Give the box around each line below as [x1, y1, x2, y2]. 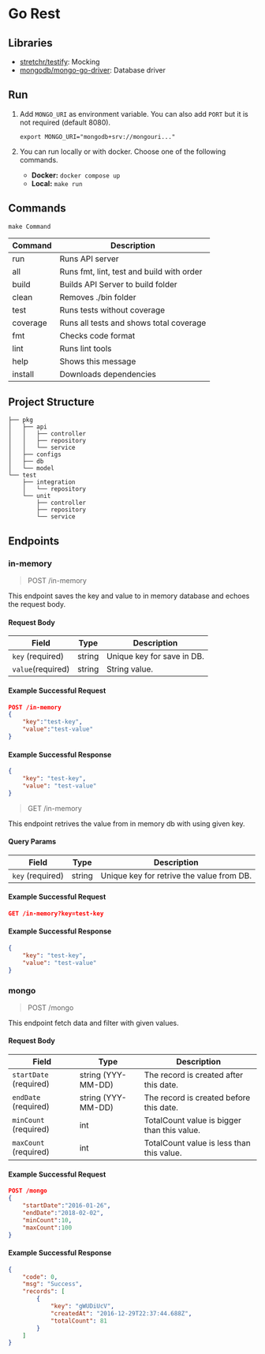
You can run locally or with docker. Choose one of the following [19, 147, 226, 156]
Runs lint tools [59, 342, 112, 353]
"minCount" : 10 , [22, 1216, 73, 1224]
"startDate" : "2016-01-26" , [22, 1202, 111, 1210]
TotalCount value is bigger [144, 1115, 242, 1126]
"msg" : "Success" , [22, 1280, 83, 1289]
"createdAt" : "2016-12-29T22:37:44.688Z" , [50, 1309, 192, 1318]
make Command [8, 223, 51, 230]
